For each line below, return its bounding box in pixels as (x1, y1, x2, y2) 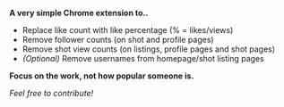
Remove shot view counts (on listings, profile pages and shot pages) (22, 44, 276, 54)
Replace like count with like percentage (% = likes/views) (22, 25, 234, 35)
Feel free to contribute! (9, 88, 94, 98)
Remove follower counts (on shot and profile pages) (22, 35, 214, 45)
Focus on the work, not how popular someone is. (9, 70, 194, 81)
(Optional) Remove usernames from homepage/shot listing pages (22, 53, 264, 63)
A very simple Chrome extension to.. (9, 8, 149, 18)
